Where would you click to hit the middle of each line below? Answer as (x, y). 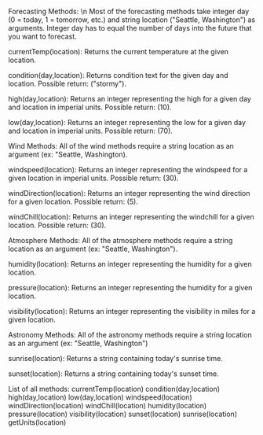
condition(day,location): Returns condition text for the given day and (119, 75)
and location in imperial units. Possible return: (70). (90, 131)
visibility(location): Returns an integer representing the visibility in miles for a (132, 311)
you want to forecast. (42, 36)
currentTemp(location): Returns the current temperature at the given (119, 52)
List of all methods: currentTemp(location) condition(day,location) (114, 389)
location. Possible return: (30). (57, 225)
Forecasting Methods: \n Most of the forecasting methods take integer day (129, 11)
